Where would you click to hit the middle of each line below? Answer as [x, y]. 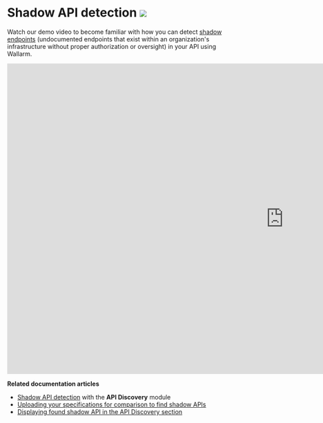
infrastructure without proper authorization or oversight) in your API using [111, 46]
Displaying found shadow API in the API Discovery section [100, 411]
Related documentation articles [53, 384]
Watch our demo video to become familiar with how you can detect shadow [115, 32]
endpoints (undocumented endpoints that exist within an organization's [108, 39]
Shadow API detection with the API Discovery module [94, 397]
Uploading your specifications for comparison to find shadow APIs [111, 404]
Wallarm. [20, 54]
